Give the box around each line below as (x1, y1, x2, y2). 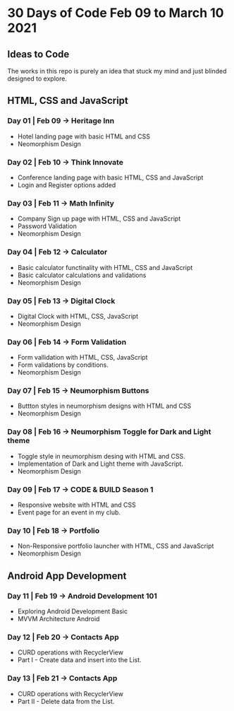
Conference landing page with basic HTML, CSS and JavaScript (17, 173, 204, 182)
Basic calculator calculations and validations (17, 271, 147, 279)
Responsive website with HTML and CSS (17, 500, 136, 510)
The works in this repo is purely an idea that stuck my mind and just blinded (7, 67, 227, 75)
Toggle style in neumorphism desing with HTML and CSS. (17, 452, 185, 460)
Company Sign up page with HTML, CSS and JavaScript (17, 214, 181, 223)
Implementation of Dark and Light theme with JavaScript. (17, 459, 183, 468)
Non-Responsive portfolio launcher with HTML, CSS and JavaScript (17, 542, 214, 551)
